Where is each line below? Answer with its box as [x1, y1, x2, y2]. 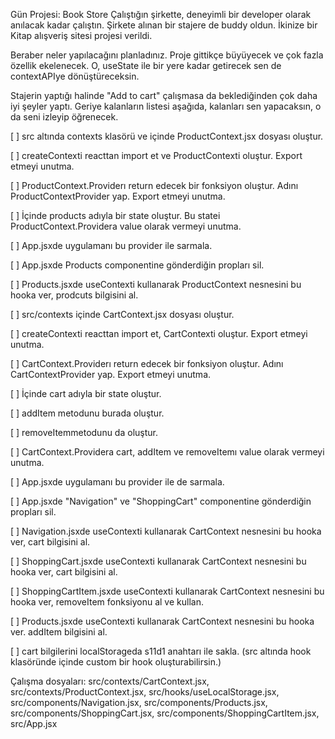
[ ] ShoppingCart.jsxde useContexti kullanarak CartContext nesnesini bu [10, 555, 307, 567]
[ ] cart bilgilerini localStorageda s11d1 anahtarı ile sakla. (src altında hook [10, 645, 312, 657]
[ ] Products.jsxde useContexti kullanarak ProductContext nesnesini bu [10, 279, 302, 290]
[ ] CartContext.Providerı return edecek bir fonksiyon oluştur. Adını [10, 358, 284, 369]
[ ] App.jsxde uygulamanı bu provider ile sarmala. [10, 240, 213, 251]
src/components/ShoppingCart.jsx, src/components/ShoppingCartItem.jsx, [10, 707, 320, 719]
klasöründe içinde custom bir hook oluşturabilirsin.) [10, 656, 222, 668]
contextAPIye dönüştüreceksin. [10, 70, 140, 82]
